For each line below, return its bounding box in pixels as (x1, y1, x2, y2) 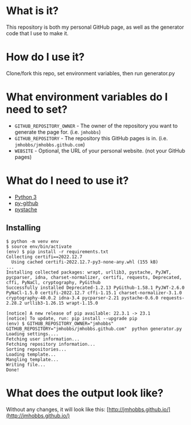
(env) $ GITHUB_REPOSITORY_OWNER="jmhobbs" (6, 321, 114, 326)
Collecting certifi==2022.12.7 (6, 254, 83, 259)
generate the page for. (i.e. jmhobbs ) (14, 128, 101, 136)
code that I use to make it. (6, 29, 69, 36)
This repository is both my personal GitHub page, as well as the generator (6, 23, 185, 31)
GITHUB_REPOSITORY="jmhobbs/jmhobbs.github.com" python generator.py (6, 326, 182, 332)
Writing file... (6, 362, 46, 367)
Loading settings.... (6, 330, 59, 337)
